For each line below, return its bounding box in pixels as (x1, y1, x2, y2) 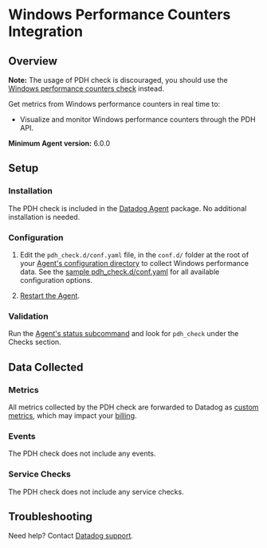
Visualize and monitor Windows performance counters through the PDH (19, 115, 257, 124)
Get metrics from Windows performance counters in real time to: (8, 100, 221, 108)
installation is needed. (8, 212, 80, 221)
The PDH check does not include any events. (8, 448, 157, 459)
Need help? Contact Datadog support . (8, 531, 134, 541)
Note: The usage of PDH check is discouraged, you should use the (8, 76, 229, 84)
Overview (8, 54, 58, 68)
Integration (8, 22, 84, 41)
